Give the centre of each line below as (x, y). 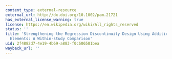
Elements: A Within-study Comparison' (51, 39)
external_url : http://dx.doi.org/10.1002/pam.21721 (61, 15)
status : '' (17, 29)
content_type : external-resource (41, 10)
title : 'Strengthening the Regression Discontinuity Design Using (78, 34)
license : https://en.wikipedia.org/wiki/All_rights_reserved (72, 24)
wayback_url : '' (23, 48)
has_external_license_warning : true (44, 19)
